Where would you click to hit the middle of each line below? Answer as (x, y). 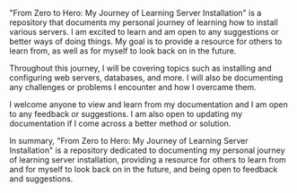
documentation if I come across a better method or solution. (120, 123)
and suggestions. (41, 179)
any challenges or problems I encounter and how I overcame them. (133, 87)
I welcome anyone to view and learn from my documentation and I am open (149, 105)
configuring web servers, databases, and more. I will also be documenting (146, 78)
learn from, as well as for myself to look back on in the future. (123, 51)
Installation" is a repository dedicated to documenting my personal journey (147, 150)
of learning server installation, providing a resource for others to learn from (148, 159)
